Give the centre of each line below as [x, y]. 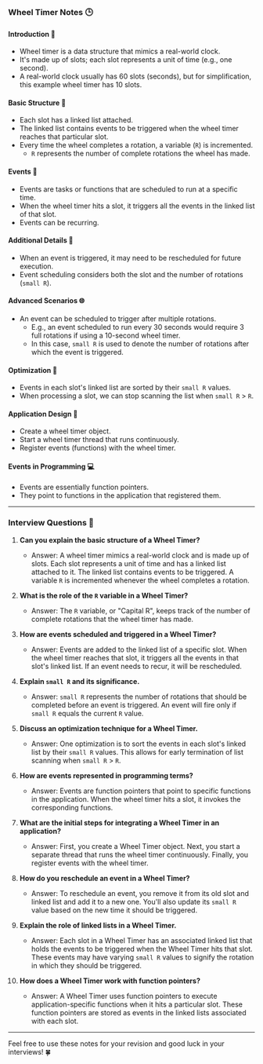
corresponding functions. [72, 807]
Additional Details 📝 [41, 240]
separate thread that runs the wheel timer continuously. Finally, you [140, 854]
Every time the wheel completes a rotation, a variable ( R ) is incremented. [136, 145]
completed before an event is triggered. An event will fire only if [134, 704]
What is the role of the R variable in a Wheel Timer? [104, 595]
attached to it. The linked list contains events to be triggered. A [132, 572]
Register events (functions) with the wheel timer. [97, 448]
